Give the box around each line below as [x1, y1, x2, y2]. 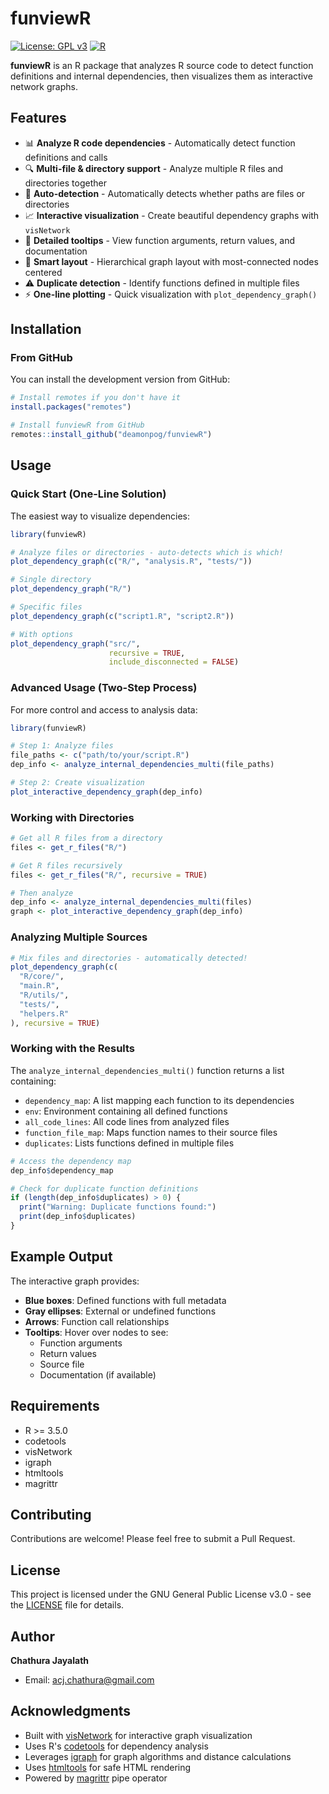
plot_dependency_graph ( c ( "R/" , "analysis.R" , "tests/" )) [10, 557, 253, 567]
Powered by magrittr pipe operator [24, 1772, 168, 1784]
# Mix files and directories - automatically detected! [10, 953, 248, 963]
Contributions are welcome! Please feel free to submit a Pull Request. [10, 1533, 296, 1545]
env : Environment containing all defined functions [24, 1105, 228, 1117]
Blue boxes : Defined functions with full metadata [24, 1294, 227, 1306]
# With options [10, 629, 74, 639]
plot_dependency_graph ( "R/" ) [10, 584, 132, 594]
